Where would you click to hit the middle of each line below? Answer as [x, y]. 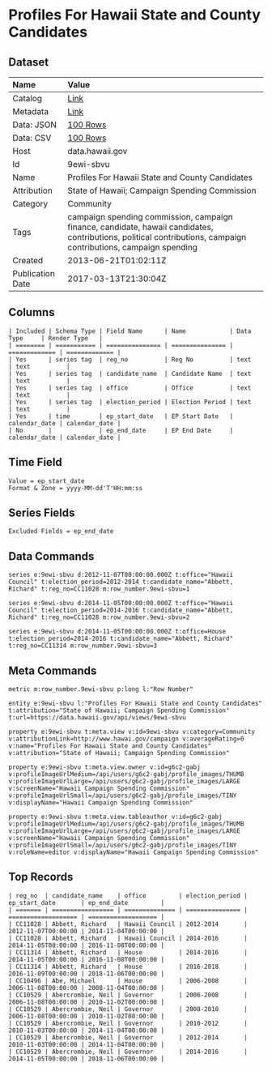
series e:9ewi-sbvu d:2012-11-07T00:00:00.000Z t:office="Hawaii [121, 575]
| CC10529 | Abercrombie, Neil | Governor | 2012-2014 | [128, 1037]
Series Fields [42, 513]
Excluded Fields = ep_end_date [61, 531]
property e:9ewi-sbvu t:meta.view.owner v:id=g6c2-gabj [104, 767]
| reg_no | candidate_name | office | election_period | [128, 896]
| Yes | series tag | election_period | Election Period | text [130, 402]
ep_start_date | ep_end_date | [86, 902]
